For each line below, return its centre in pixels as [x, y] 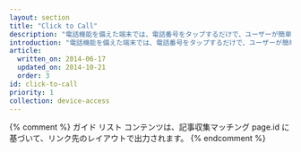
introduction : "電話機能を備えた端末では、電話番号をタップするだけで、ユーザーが [146, 42]
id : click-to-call [43, 84]
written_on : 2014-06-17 [61, 59]
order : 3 [34, 76]
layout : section [39, 17]
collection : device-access [60, 101]
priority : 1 [31, 92]
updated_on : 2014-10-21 [61, 68]
